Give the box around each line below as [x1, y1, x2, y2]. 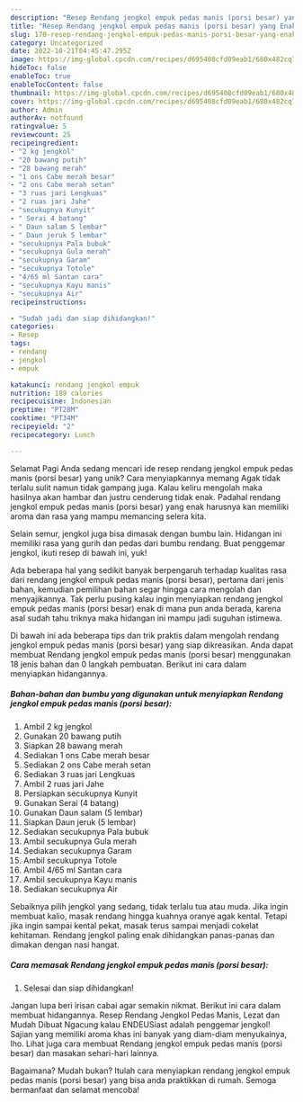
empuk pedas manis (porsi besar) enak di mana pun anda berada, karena [10, 603, 281, 614]
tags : [10, 339, 31, 348]
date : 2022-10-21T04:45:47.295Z [10, 47, 131, 56]
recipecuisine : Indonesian [10, 397, 111, 406]
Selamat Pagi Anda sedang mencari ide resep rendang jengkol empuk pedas [10, 462, 294, 473]
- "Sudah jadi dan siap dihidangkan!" [10, 314, 156, 323]
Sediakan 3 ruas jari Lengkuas [22, 768, 136, 779]
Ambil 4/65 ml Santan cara [22, 865, 122, 875]
